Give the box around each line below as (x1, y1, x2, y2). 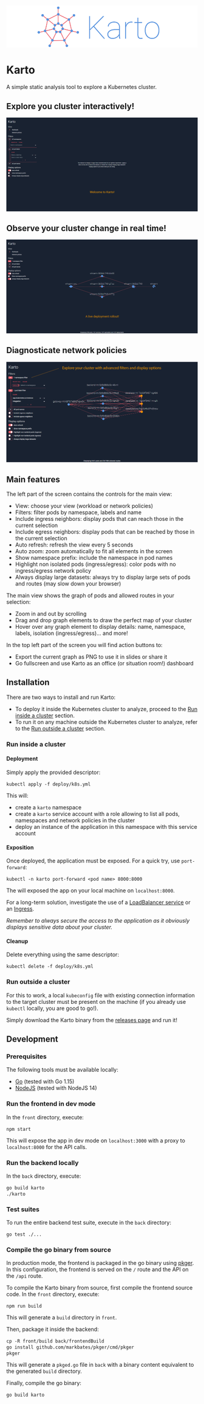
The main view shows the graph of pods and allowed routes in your (6, 592, 175, 599)
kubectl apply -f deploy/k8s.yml (6, 781, 91, 787)
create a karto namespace (15, 803, 82, 811)
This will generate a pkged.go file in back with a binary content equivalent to (6, 1361, 194, 1369)
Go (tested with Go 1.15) (15, 1078, 75, 1085)
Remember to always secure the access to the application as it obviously (6, 917, 190, 925)
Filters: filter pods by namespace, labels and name (15, 509, 141, 516)
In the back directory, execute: (6, 1172, 81, 1180)
